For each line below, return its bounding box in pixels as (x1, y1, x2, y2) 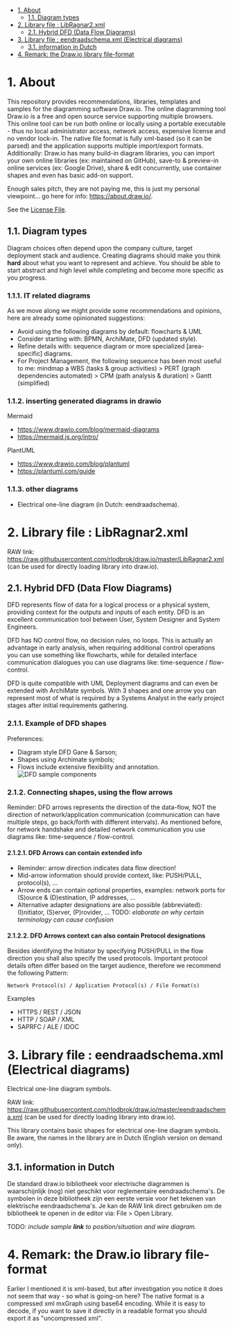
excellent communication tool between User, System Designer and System (7, 616, 221, 624)
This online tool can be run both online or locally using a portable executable (7, 119, 226, 128)
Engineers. (7, 623, 38, 631)
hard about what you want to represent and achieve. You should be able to (7, 258, 221, 266)
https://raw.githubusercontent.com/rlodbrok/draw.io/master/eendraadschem (7, 1106, 226, 1114)
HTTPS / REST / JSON (17, 1008, 81, 1016)
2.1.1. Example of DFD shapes (7, 718, 107, 728)
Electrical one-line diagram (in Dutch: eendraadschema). (17, 500, 180, 509)
